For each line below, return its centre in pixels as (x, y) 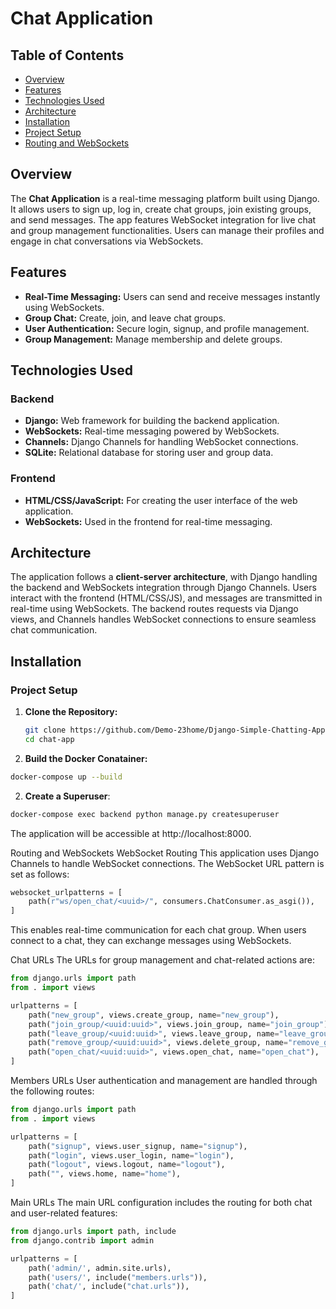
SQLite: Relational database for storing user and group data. (149, 453)
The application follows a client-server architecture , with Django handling (164, 577)
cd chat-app (49, 739)
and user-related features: (64, 1213)
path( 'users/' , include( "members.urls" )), (118, 1277)
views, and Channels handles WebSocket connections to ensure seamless (163, 619)
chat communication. (54, 630)
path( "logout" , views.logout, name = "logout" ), (127, 1165)
